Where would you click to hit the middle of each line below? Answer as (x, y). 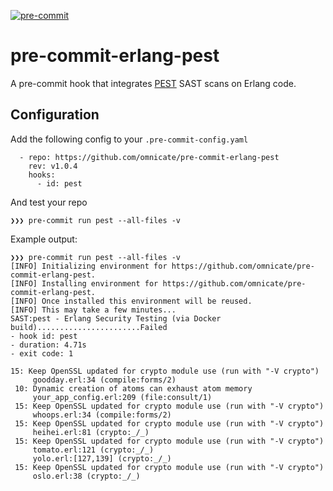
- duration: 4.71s (48, 345)
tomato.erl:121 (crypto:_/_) (93, 450)
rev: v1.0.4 (53, 166)
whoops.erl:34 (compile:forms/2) (102, 415)
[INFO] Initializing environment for (89, 266)
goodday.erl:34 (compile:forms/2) (104, 380)
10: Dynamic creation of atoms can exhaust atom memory (133, 388)
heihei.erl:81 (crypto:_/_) (91, 432)
